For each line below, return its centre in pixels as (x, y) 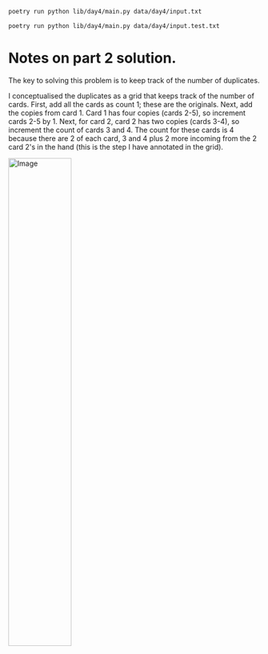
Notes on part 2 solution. (92, 58)
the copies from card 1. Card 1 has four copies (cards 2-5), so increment (127, 113)
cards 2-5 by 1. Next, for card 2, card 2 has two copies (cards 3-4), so (124, 121)
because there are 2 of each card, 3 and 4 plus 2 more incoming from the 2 (133, 138)
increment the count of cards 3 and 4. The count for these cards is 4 (121, 130)
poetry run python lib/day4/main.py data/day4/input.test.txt (114, 26)
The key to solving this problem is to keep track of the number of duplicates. (134, 80)
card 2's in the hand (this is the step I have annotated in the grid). (116, 146)
